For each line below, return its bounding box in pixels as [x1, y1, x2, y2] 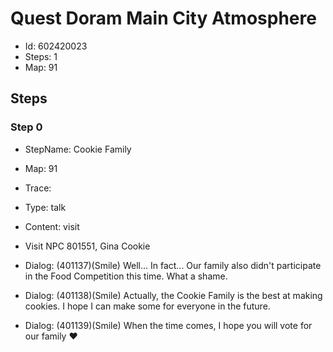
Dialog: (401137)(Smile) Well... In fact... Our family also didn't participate [24, 259, 322, 271]
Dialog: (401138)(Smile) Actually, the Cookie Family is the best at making [24, 289, 323, 301]
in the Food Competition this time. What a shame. [24, 270, 228, 282]
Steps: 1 [24, 50, 58, 62]
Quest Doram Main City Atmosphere [10, 7, 317, 30]
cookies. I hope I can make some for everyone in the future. [24, 300, 271, 312]
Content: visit [24, 220, 80, 232]
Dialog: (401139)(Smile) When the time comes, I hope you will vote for [24, 319, 313, 331]
